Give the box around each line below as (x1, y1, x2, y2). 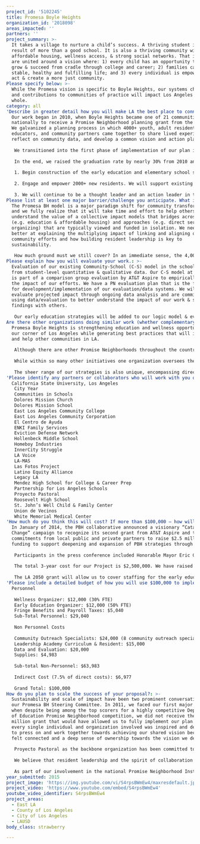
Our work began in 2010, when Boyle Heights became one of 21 (11, 114, 169, 120)
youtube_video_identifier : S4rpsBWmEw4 (6, 791, 105, 797)
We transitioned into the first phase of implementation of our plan (14, 147, 190, 153)
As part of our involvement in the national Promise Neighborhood (14, 768, 183, 774)
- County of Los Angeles (11, 807, 73, 813)
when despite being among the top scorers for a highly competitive (11, 707, 185, 713)
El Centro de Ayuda (14, 419, 62, 425)
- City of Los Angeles (11, 812, 68, 819)
